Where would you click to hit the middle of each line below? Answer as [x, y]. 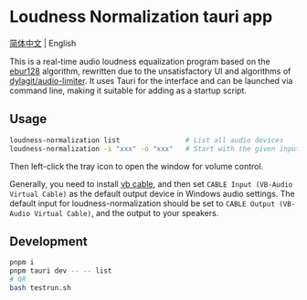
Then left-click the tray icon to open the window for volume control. [137, 166]
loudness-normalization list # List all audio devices [147, 140]
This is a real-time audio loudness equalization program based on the [140, 61]
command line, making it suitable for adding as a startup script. [128, 90]
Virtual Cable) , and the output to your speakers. [126, 212]
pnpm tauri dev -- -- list [61, 271]
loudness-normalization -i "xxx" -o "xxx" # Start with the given [143, 149]
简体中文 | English [43, 43]
